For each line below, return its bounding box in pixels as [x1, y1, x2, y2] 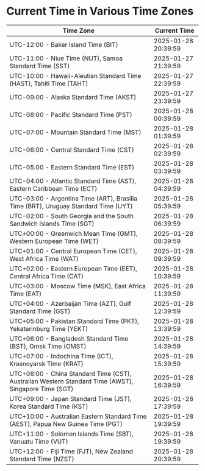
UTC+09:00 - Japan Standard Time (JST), [9, 394, 132, 403]
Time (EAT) [9, 289, 41, 298]
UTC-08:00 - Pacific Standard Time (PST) [9, 110, 132, 119]
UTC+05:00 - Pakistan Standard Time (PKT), [9, 317, 139, 325]
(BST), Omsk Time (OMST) [9, 342, 87, 350]
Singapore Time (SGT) [9, 384, 74, 393]
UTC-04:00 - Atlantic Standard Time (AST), [9, 177, 137, 185]
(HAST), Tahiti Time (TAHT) [9, 79, 88, 88]
